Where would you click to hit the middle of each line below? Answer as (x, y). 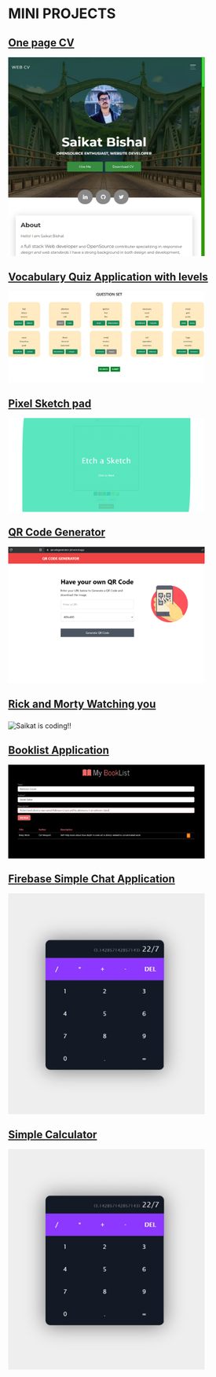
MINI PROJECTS (62, 14)
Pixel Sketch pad (50, 403)
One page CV (41, 43)
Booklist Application (59, 750)
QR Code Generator (57, 532)
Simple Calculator (53, 1135)
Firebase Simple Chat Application (92, 879)
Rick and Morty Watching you (82, 704)
